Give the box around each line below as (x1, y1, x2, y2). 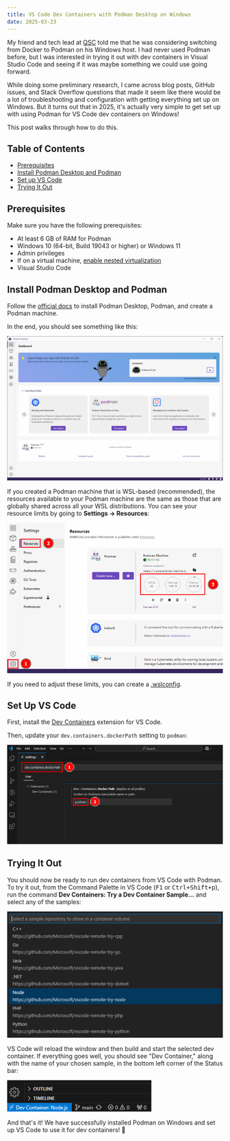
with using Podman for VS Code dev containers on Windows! (7, 110, 179, 118)
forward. (7, 67, 31, 76)
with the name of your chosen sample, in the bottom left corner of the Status (7, 1059, 223, 1067)
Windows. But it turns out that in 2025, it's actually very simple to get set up (7, 102, 221, 111)
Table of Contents (7, 143, 86, 155)
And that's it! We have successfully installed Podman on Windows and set (7, 1118, 216, 1127)
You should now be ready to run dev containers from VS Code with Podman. (7, 876, 222, 884)
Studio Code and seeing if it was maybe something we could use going (7, 60, 207, 68)
